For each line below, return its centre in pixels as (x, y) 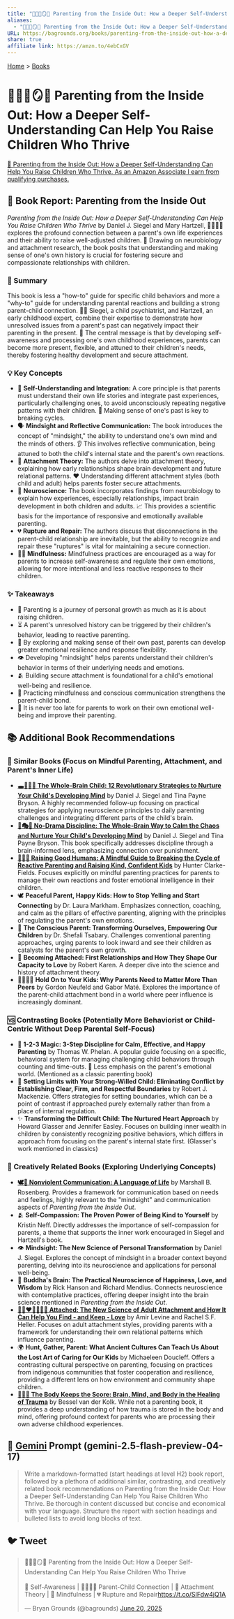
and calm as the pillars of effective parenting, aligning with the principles (122, 913)
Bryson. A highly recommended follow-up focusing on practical (108, 803)
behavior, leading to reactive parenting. (73, 635)
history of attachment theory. (59, 972)
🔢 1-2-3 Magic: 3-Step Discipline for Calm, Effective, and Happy (111, 1044)
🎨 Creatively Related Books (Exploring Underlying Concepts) (112, 1166)
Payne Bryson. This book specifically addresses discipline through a (115, 843)
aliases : (20, 20)
